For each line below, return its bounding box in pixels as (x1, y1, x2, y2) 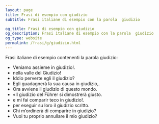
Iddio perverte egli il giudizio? (12, 75, 75, 81)
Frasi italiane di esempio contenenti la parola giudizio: (5, 54, 118, 60)
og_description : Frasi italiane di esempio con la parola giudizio (5, 31, 154, 36)
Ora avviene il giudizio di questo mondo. (12, 86, 98, 92)
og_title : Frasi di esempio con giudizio (5, 26, 95, 31)
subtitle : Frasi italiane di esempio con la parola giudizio (5, 17, 140, 22)
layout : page (5, 7, 33, 13)
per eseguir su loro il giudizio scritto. (12, 102, 90, 108)
